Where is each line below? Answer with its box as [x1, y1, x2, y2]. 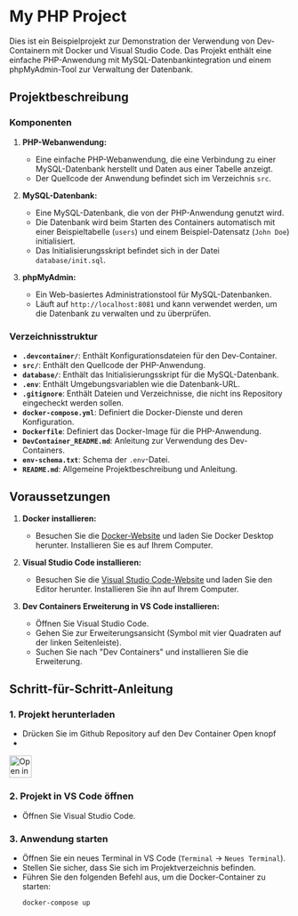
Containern [9, 44, 51, 55]
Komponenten [9, 117, 73, 129]
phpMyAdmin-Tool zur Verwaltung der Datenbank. [9, 64, 194, 75]
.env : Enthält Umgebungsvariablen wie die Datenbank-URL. [21, 378, 240, 389]
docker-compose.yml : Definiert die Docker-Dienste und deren [21, 406, 243, 417]
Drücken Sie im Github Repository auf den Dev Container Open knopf [21, 728, 277, 739]
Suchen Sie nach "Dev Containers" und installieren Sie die [35, 647, 249, 657]
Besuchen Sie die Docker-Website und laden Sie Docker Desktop [35, 530, 274, 541]
